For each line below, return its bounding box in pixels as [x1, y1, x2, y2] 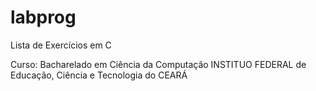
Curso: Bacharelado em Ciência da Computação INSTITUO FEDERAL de [10, 58, 307, 70]
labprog [10, 6, 77, 29]
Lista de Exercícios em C [10, 39, 112, 51]
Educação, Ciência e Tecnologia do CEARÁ [10, 69, 188, 81]
